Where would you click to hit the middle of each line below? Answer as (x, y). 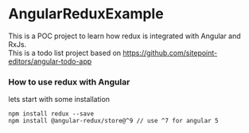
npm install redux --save (51, 114)
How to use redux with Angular (69, 82)
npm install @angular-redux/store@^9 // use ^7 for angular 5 (113, 121)
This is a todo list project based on (65, 53)
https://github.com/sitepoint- (170, 53)
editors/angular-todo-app (50, 61)
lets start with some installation (59, 100)
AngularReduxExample (86, 14)
